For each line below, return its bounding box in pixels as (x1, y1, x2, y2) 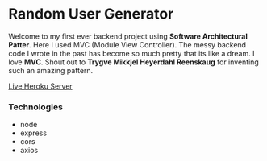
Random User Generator (8, 5, 174, 23)
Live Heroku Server (8, 81, 73, 91)
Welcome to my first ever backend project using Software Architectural (8, 31, 248, 41)
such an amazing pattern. (8, 65, 94, 75)
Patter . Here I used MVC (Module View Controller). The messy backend (8, 39, 247, 49)
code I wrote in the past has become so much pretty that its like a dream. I (8, 48, 255, 58)
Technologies (8, 101, 63, 113)
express (19, 128, 47, 138)
